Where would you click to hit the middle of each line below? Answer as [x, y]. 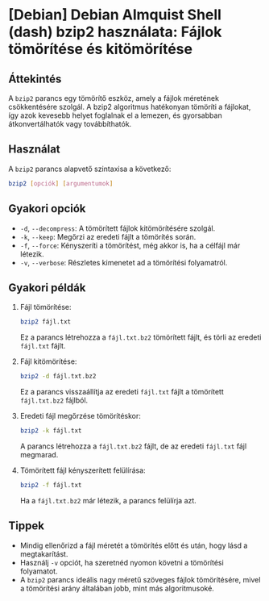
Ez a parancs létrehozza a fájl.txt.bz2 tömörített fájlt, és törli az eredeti [141, 337]
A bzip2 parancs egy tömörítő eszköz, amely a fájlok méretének [114, 98]
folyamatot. [39, 571]
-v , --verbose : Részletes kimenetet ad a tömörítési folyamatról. [124, 262]
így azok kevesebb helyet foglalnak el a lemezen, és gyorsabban [116, 115]
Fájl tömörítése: [46, 307]
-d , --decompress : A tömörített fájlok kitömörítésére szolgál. [118, 228]
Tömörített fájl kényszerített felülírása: [83, 470]
